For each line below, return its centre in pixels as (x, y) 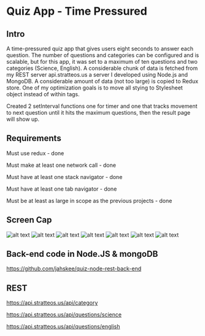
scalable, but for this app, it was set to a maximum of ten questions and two (102, 62)
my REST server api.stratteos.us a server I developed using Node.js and (97, 74)
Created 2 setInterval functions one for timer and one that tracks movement (102, 106)
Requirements (34, 138)
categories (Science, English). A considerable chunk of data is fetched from (102, 68)
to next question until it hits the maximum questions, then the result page (99, 113)
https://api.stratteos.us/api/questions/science (64, 315)
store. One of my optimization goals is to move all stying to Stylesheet (95, 88)
